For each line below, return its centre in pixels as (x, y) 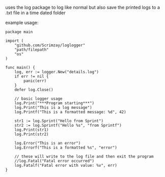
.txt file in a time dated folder (35, 13)
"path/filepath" (32, 50)
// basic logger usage (38, 99)
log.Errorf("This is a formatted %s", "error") (66, 147)
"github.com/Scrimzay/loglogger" (50, 45)
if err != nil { (32, 76)
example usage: (22, 23)
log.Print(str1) (32, 130)
